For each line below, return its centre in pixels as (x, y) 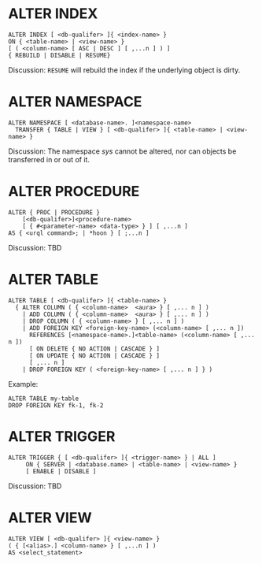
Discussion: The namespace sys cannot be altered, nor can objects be (122, 151)
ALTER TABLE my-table (44, 399)
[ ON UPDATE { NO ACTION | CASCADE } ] (94, 355)
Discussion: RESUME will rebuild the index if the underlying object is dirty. (124, 70)
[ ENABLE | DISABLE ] (61, 471)
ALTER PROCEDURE (74, 192)
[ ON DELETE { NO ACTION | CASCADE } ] (94, 349)
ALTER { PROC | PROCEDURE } (54, 212)
